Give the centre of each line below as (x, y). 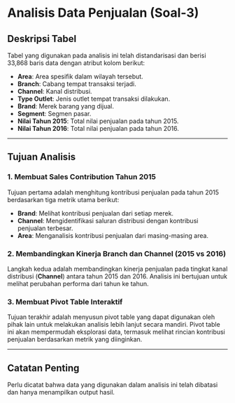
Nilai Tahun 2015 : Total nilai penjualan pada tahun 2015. (98, 121)
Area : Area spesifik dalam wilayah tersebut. (80, 76)
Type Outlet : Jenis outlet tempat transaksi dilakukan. (94, 99)
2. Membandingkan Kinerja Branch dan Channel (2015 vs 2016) (116, 253)
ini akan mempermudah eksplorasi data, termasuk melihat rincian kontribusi (116, 332)
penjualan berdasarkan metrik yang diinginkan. (75, 339)
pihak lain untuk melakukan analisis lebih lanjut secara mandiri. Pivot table (114, 325)
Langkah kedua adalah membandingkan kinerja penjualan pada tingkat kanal (117, 269)
